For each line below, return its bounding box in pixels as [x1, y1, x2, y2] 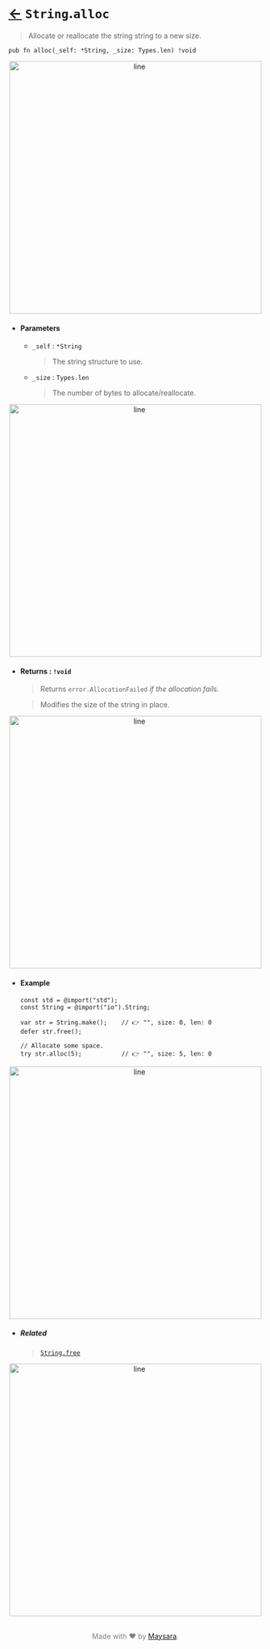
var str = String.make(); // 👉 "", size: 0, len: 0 [19, 1018, 212, 1027]
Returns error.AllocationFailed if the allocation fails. [39, 684, 219, 694]
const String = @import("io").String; [19, 1003, 151, 1011]
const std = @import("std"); [19, 996, 118, 1004]
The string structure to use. [52, 356, 143, 367]
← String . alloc [8, 4, 110, 23]
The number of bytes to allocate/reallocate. [52, 388, 196, 398]
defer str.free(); [19, 1027, 82, 1035]
